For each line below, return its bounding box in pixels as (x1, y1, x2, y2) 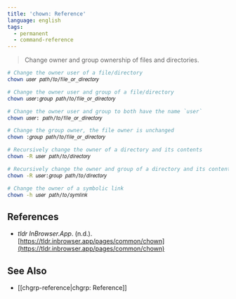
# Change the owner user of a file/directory (7, 70, 143, 77)
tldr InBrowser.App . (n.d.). (17, 229, 93, 238)
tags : (7, 23, 23, 30)
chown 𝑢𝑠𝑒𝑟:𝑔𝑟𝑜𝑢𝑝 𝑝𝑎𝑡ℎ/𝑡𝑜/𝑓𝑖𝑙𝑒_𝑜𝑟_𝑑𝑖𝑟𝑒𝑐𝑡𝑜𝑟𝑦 (7, 95, 116, 102)
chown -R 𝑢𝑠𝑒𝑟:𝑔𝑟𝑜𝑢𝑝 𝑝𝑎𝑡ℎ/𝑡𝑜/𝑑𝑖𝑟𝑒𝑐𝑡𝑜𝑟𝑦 (7, 172, 107, 179)
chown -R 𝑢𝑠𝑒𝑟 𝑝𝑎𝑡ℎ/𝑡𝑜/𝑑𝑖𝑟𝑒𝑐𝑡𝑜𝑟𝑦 (7, 153, 91, 160)
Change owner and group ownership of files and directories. (24, 56, 199, 64)
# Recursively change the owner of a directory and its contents (7, 146, 202, 153)
